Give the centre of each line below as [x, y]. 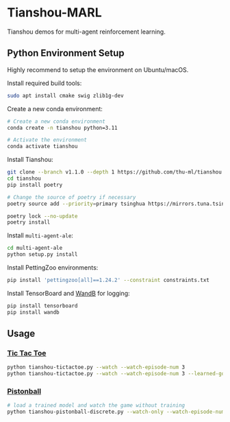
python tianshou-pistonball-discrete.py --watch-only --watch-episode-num [116, 412]
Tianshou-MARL [54, 13]
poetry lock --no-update [42, 216]
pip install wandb [33, 312]
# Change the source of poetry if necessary [72, 197]
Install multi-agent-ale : [40, 235]
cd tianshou [24, 178]
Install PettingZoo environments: [53, 268]
